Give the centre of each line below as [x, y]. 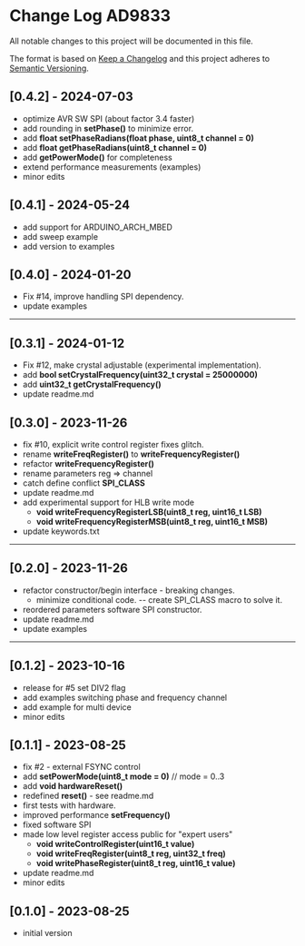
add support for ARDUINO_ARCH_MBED [97, 227]
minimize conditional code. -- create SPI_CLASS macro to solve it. [159, 599]
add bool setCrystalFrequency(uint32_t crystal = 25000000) [140, 375]
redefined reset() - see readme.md [88, 796]
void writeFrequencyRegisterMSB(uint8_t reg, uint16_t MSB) [152, 522]
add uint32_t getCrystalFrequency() [92, 384]
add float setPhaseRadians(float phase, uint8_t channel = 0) [138, 138]
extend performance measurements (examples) [112, 167]
